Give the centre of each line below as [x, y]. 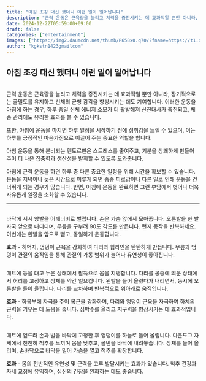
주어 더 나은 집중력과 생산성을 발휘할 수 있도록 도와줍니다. [75, 158]
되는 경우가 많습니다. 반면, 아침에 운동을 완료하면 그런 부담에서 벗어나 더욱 [111, 187]
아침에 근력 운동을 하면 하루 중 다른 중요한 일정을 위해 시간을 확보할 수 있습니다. [101, 171]
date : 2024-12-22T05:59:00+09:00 [49, 23]
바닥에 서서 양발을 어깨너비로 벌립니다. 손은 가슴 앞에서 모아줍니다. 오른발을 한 [100, 218]
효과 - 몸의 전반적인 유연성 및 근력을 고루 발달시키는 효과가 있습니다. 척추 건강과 [101, 363]
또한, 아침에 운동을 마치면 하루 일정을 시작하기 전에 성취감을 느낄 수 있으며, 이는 [101, 130]
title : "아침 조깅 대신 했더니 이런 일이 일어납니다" [65, 12]
